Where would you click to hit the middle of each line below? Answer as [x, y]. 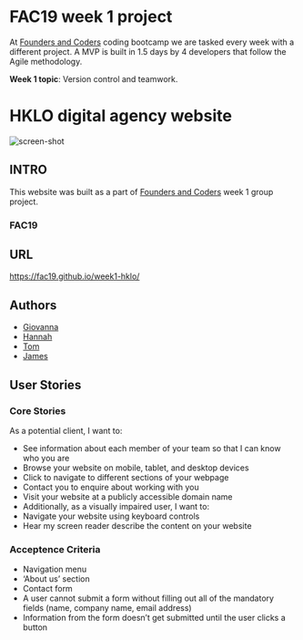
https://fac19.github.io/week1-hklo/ [75, 276]
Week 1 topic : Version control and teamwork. [94, 78]
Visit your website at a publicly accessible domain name [128, 496]
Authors [33, 305]
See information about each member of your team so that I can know [151, 448]
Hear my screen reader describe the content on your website [137, 525]
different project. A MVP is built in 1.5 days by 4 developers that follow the [148, 51]
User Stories [45, 385]
